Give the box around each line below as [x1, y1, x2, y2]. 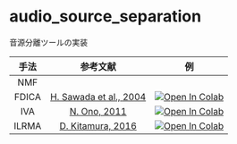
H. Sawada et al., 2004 [50, 90, 147, 103]
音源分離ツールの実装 [9, 37, 88, 47]
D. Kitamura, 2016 [59, 119, 137, 131]
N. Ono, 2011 [69, 105, 127, 117]
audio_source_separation [9, 6, 202, 27]
